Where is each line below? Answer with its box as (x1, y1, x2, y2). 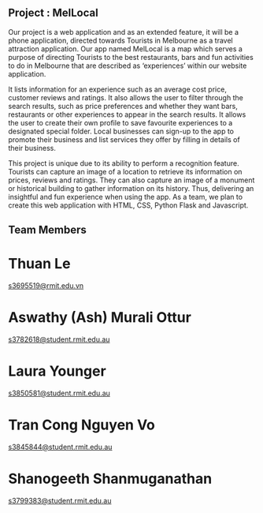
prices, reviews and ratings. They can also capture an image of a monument (8, 175, 255, 185)
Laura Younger (8, 362, 106, 380)
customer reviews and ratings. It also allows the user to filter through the (8, 92, 244, 102)
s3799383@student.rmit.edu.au (8, 496, 112, 505)
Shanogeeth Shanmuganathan (8, 470, 213, 488)
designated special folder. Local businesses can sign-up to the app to (8, 126, 235, 136)
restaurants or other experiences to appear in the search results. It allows (8, 110, 246, 119)
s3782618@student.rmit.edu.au (8, 335, 110, 344)
